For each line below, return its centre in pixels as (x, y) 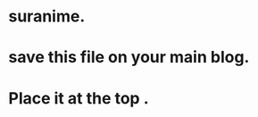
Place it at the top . (79, 98)
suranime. (47, 17)
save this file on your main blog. (129, 58)
